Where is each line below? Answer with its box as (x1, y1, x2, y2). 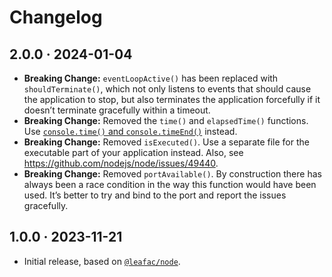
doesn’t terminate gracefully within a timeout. (23, 104, 211, 116)
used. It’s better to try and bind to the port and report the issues (23, 189, 287, 201)
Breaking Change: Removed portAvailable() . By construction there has (23, 168, 322, 180)
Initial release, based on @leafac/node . (23, 255, 181, 267)
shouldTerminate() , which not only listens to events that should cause (23, 83, 312, 95)
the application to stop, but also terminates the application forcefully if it (23, 94, 321, 105)
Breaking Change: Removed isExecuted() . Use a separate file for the (23, 136, 310, 148)
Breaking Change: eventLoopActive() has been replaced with (23, 72, 279, 84)
